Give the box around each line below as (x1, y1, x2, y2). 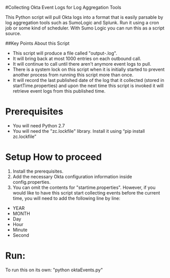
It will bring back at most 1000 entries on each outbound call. (12, 55, 141, 62)
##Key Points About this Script (5, 40, 70, 46)
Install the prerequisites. (12, 168, 64, 174)
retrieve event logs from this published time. (12, 88, 106, 94)
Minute (12, 227, 28, 233)
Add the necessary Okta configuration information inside (12, 173, 132, 180)
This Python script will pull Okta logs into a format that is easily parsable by (5, 14, 163, 20)
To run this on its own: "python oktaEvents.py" (5, 267, 103, 273)
